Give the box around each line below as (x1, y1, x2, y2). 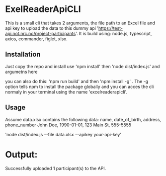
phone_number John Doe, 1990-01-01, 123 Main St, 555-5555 (5, 122, 132, 128)
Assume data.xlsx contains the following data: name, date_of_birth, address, (5, 116, 162, 122)
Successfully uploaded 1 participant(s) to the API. (5, 165, 106, 171)
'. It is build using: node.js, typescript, (75, 30, 152, 36)
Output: (5, 149, 38, 160)
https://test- (98, 25, 123, 31)
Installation (5, 50, 41, 59)
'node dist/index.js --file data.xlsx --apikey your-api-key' (5, 131, 122, 137)
